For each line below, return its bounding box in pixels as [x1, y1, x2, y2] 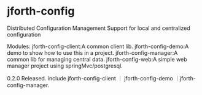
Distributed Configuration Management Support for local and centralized [7, 24, 190, 32]
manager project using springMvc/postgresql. [7, 62, 123, 69]
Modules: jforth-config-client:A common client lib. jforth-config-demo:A [7, 43, 189, 50]
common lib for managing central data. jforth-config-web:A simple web [7, 55, 187, 63]
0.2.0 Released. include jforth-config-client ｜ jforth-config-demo [7, 74, 174, 82]
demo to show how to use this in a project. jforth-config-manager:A [7, 49, 178, 56]
